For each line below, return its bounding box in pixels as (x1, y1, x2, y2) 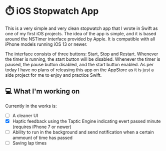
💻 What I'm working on (5, 87, 80, 96)
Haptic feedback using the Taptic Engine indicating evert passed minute (12, 118, 161, 124)
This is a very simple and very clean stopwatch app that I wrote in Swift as (5, 25, 158, 31)
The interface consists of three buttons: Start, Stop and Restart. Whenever (5, 51, 158, 57)
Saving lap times (12, 140, 47, 146)
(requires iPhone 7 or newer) (12, 124, 71, 130)
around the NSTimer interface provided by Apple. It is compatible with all (5, 36, 155, 42)
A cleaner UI (12, 112, 38, 119)
